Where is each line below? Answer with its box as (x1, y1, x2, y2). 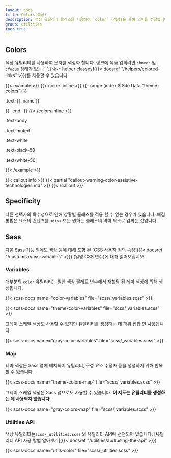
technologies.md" (5, 182, 43, 188)
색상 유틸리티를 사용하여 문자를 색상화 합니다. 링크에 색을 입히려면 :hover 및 (5, 59, 156, 65)
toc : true (5, 27, 26, 32)
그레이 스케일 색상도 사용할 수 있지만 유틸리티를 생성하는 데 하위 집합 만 (5, 321, 147, 327)
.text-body (5, 117, 27, 123)
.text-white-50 (5, 157, 36, 163)
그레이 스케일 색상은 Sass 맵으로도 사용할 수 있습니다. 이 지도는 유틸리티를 (5, 390, 152, 396)
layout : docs (5, 7, 33, 13)
